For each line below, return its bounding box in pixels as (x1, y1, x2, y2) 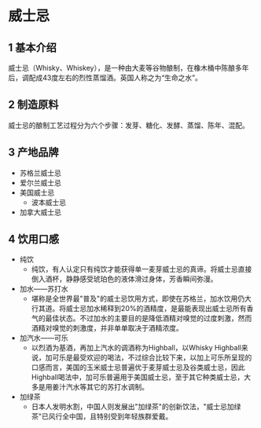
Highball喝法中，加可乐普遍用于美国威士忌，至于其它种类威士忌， (31, 372, 244, 382)
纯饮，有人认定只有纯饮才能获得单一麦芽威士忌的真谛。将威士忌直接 (31, 265, 252, 274)
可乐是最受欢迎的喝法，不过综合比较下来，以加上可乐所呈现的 (52, 353, 252, 362)
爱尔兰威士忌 (19, 177, 61, 187)
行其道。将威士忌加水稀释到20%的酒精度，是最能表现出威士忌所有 (31, 304, 247, 313)
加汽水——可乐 (19, 333, 68, 342)
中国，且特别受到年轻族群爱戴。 (69, 412, 173, 421)
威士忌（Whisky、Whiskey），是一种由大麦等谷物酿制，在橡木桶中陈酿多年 (8, 64, 249, 72)
